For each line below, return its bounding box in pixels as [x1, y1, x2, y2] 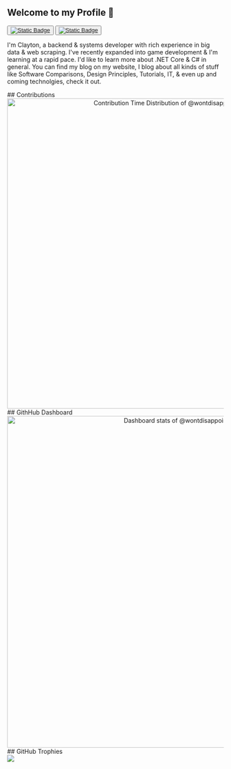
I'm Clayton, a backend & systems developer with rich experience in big [7, 41, 210, 49]
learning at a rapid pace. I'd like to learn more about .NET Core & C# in [7, 55, 207, 63]
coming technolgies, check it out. [7, 77, 102, 85]
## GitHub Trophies [7, 747, 63, 755]
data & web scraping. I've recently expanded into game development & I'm [7, 48, 218, 56]
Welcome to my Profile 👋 [7, 7, 115, 19]
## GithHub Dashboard [7, 408, 73, 417]
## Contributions [7, 90, 55, 98]
